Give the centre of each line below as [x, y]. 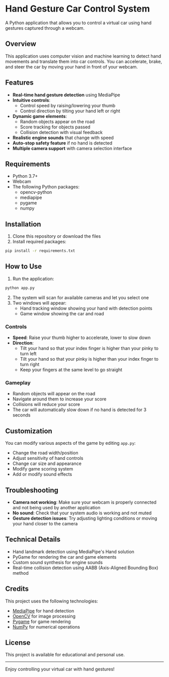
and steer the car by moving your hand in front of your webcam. [72, 66]
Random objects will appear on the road [54, 394]
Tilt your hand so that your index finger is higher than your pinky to [89, 349]
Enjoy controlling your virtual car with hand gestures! [60, 669]
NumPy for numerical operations [46, 627]
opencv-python [36, 192]
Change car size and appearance [47, 463]
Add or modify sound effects [42, 475]
